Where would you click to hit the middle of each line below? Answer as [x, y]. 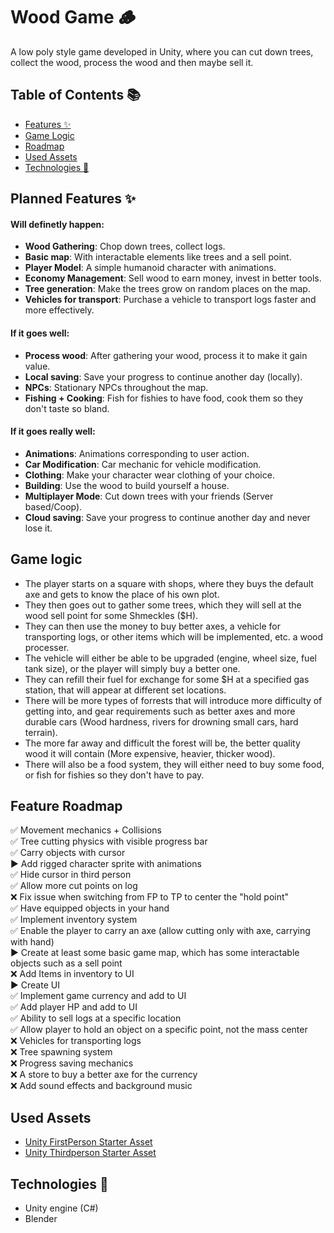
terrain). [41, 732]
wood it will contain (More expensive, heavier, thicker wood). [150, 753]
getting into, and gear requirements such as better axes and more [160, 711]
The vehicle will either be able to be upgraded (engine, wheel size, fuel [170, 658]
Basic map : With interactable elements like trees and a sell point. [158, 257]
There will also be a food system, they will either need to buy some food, [174, 764]
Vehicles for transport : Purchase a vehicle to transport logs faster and [170, 300]
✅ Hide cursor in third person [71, 875]
